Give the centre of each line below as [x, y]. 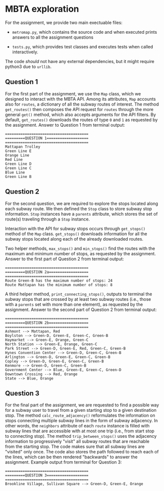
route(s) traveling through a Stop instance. [47, 219]
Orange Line [17, 155]
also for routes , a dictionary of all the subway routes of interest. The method [82, 104]
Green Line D [18, 164]
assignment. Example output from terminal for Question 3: [64, 462]
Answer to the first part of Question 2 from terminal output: [64, 259]
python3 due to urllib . [28, 67]
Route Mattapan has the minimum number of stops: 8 [59, 285]
